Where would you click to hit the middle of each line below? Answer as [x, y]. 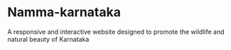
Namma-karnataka [64, 12]
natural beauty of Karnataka [48, 39]
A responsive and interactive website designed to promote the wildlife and [116, 32]
